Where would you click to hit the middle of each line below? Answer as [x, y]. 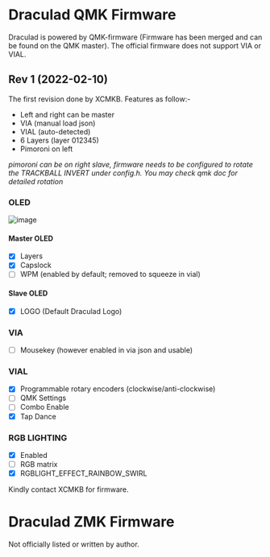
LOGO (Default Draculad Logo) [71, 311]
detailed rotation [36, 181]
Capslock [36, 265]
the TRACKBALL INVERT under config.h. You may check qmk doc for [123, 173]
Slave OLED [28, 293]
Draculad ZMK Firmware [91, 522]
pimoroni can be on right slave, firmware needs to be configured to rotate [131, 164]
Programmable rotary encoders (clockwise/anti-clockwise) [118, 389]
